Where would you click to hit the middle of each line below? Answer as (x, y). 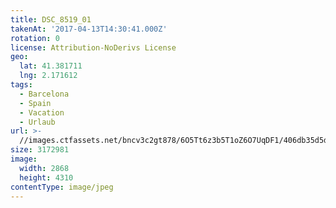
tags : (21, 85)
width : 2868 (44, 168)
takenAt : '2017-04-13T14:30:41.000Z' (89, 29)
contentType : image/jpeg (62, 187)
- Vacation (42, 112)
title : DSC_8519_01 (51, 19)
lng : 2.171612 (48, 76)
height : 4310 (46, 177)
